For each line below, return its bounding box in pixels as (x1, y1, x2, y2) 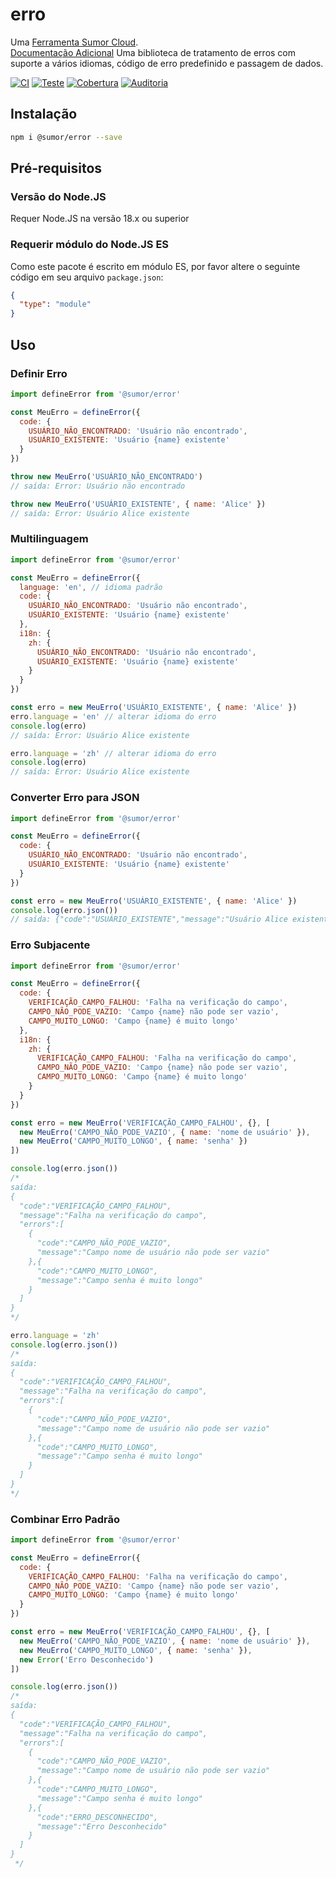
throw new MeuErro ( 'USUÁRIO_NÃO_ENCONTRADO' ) (10, 472, 203, 482)
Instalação (10, 106, 78, 123)
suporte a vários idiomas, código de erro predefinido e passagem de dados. (10, 57, 324, 69)
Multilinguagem (10, 532, 89, 546)
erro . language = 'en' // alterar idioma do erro (10, 711, 217, 722)
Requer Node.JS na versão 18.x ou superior (10, 213, 190, 225)
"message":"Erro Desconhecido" (36, 1821, 168, 1832)
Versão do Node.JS (10, 189, 107, 203)
